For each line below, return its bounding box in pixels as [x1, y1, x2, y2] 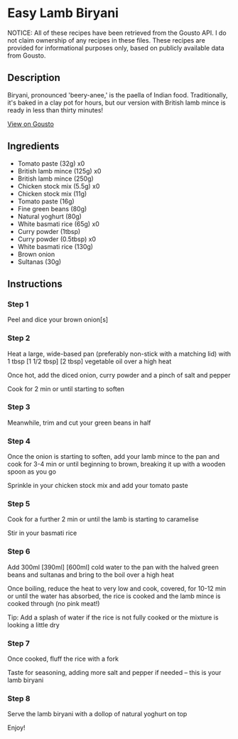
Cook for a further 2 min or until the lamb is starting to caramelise [7, 515, 199, 523]
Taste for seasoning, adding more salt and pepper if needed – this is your [7, 669, 222, 677]
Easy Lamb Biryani [7, 5, 119, 21]
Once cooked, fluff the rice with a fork [7, 654, 119, 663]
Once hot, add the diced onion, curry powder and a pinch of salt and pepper [7, 371, 231, 379]
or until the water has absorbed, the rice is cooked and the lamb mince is [7, 592, 221, 600]
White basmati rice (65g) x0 [17, 219, 99, 228]
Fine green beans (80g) [17, 204, 87, 213]
